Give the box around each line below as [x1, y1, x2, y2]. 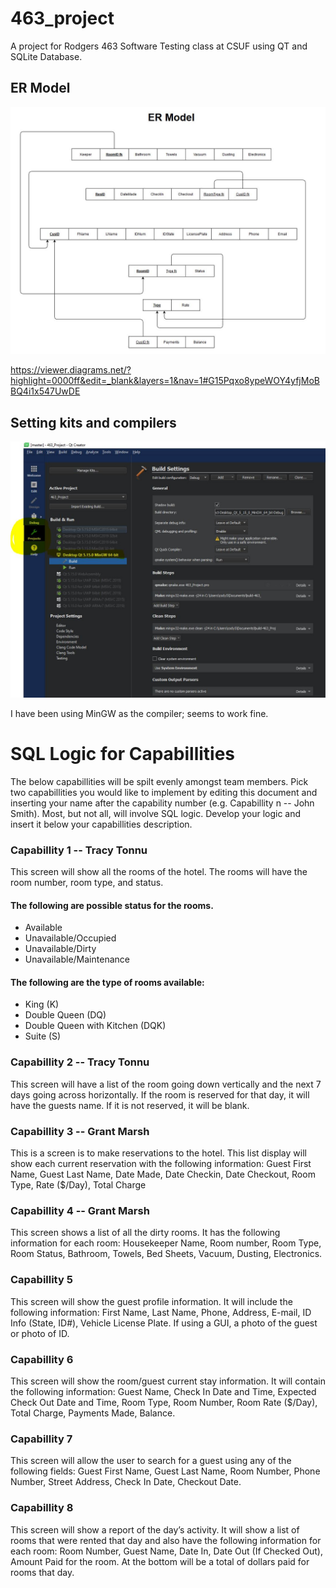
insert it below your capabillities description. [10, 818, 193, 830]
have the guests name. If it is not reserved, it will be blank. [10, 1099, 250, 1111]
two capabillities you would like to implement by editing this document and [10, 786, 318, 798]
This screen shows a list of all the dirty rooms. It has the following [10, 1227, 281, 1239]
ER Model [10, 80, 71, 97]
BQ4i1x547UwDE [10, 385, 81, 397]
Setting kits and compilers [10, 414, 177, 431]
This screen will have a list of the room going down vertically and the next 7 [10, 1078, 322, 1090]
